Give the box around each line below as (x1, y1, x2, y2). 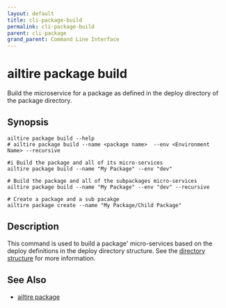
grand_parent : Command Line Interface (7, 36, 120, 43)
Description (7, 220, 59, 233)
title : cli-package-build (7, 17, 82, 24)
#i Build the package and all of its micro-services (7, 159, 163, 166)
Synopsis (7, 116, 49, 129)
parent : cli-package (7, 29, 67, 37)
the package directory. (7, 97, 72, 105)
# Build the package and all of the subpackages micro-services (7, 177, 197, 184)
